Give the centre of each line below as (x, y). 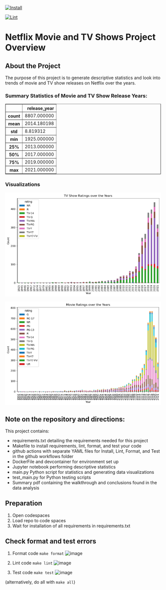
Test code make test (33, 572)
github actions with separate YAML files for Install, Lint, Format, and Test (86, 451)
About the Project (33, 66)
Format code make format (38, 553)
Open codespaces (31, 515)
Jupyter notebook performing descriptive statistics (64, 467)
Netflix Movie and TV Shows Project (80, 37)
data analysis (26, 488)
